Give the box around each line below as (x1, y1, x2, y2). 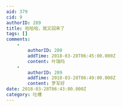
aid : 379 (6, 8, 28, 15)
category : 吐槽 (6, 92, 42, 97)
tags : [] (6, 31, 28, 37)
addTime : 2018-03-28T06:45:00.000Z (27, 53, 116, 59)
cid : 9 (6, 14, 23, 20)
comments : (6, 36, 31, 42)
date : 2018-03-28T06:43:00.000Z (6, 86, 86, 92)
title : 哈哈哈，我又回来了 (6, 25, 65, 32)
